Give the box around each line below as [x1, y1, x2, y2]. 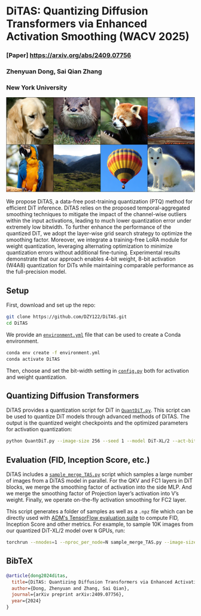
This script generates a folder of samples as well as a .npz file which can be [6, 508, 193, 515]
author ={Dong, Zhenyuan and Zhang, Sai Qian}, [11, 585, 130, 591]
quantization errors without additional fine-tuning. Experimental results [6, 249, 181, 256]
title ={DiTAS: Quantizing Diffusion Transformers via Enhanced [11, 579, 172, 585]
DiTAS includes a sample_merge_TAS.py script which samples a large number [6, 471, 193, 478]
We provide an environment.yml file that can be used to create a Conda [6, 331, 181, 338]
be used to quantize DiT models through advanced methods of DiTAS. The [6, 413, 190, 420]
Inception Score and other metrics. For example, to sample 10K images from [6, 521, 193, 528]
